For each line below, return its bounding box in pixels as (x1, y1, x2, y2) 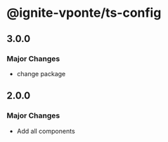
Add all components (16, 127, 75, 135)
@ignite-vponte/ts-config (6, 5, 162, 21)
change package (16, 69, 66, 78)
